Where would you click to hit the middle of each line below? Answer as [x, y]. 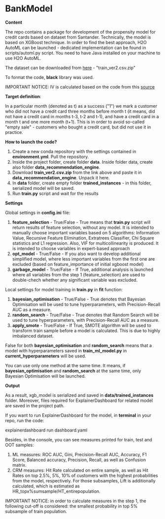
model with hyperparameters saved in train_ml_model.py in [66, 350]
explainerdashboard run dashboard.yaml [46, 430]
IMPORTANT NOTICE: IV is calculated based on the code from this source [80, 86]
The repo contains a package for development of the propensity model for [81, 32]
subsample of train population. [36, 511]
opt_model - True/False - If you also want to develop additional [76, 254]
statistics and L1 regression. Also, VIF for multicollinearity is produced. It [85, 243]
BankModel [29, 9]
